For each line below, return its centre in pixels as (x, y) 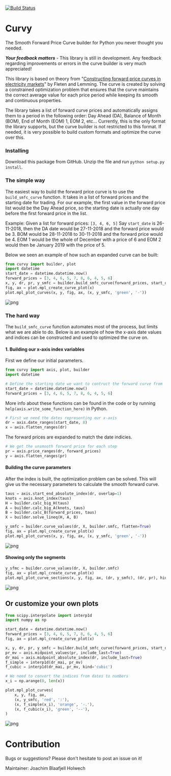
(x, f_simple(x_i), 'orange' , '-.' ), (54, 705)
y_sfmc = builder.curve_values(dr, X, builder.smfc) (62, 568)
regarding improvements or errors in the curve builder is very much (76, 63)
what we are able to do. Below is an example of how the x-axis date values (83, 332)
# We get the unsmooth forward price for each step (61, 447)
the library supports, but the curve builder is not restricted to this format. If (83, 126)
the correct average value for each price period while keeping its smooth (82, 95)
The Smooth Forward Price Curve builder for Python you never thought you (84, 42)
